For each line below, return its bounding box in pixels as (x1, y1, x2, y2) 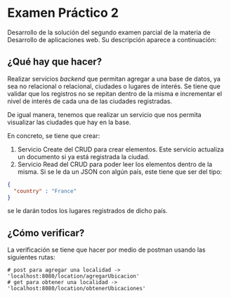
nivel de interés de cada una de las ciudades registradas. (7, 97, 173, 105)
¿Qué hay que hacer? (7, 56, 103, 68)
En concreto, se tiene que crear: (7, 131, 100, 140)
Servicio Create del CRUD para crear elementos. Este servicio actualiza (17, 145, 225, 154)
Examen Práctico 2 (7, 5, 119, 21)
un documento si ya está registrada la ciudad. (17, 152, 150, 161)
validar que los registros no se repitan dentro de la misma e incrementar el (7, 89, 223, 97)
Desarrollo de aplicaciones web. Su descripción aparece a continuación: (7, 35, 217, 43)
